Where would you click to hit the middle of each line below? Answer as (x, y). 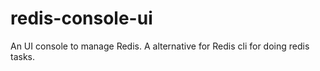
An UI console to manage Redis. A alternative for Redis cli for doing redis (160, 46)
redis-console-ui (81, 18)
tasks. (23, 56)
